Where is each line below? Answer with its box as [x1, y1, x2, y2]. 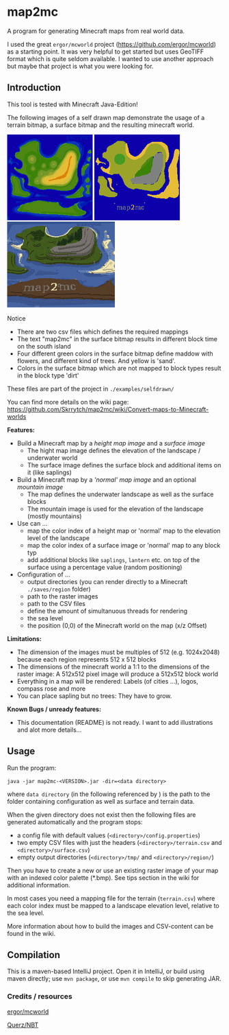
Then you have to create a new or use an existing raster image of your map [7, 866, 219, 874]
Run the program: [7, 763, 57, 772]
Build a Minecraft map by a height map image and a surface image [16, 439, 205, 447]
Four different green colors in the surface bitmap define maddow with [16, 349, 213, 358]
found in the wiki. [7, 929, 56, 938]
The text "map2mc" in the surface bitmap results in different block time [16, 334, 217, 343]
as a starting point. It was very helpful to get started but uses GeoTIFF [7, 47, 204, 56]
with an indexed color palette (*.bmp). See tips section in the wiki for [7, 873, 200, 882]
